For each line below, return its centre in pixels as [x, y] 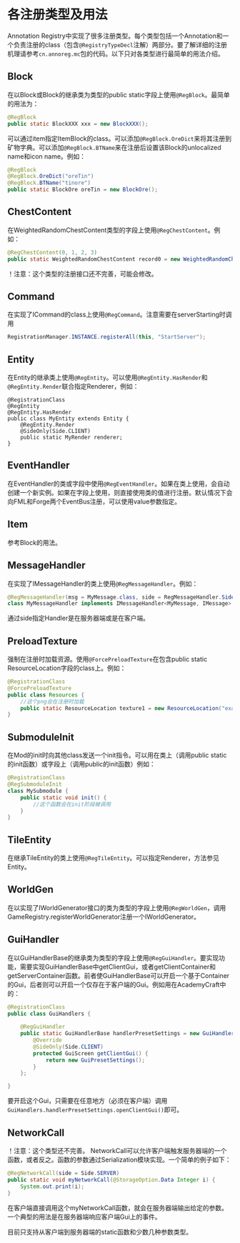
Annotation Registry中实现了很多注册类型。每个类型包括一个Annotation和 [115, 36]
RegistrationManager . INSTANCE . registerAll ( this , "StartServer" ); [106, 337]
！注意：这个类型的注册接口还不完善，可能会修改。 [82, 274]
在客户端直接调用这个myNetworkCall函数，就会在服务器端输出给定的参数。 [118, 1207]
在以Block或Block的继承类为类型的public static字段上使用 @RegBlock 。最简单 [119, 94]
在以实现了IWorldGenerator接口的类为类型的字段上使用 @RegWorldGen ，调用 [117, 907]
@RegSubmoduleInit [35, 784]
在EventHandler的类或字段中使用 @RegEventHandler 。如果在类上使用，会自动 [119, 484]
